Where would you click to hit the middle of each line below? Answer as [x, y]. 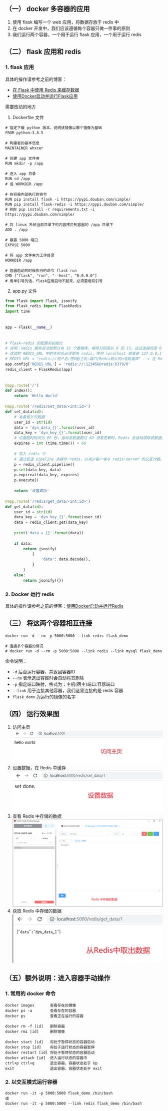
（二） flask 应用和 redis [43, 52]
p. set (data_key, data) [38, 470]
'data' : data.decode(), [66, 559]
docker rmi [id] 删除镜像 [35, 1031]
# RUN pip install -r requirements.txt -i [50, 209]
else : [20, 575]
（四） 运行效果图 [32, 714]
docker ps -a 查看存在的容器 [41, 1010]
